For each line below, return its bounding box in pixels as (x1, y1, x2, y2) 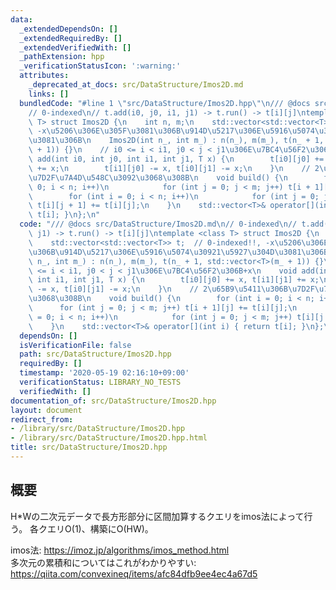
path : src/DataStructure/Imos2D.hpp (19, 349, 172, 360)
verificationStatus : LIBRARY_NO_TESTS (19, 377, 182, 387)
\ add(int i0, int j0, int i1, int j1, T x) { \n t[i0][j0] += (28, 154, 325, 164)
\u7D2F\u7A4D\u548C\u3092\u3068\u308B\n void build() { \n (28, 172, 288, 183)
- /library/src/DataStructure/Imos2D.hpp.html (10, 433, 208, 443)
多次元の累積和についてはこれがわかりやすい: (10, 556, 197, 568)
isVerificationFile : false (19, 340, 132, 350)
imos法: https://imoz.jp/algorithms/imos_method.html (10, 544, 230, 556)
